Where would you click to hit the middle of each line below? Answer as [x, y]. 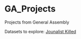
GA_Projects [30, 9]
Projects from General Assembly [37, 22]
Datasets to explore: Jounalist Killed [40, 31]
